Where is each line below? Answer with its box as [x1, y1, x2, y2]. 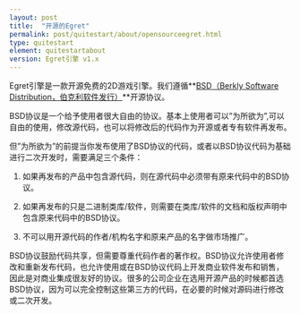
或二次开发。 [9, 295, 56, 305]
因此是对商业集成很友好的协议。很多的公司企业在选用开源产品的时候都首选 [9, 273, 284, 283]
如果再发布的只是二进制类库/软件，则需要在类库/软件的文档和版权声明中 [21, 201, 287, 211]
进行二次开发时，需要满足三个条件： [9, 152, 143, 162]
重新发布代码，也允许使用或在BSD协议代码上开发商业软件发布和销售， [24, 261, 285, 272]
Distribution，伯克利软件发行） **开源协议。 [9, 91, 170, 102]
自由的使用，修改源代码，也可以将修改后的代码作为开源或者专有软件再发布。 [9, 122, 292, 132]
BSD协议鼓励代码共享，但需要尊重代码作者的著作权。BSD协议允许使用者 [9, 250, 277, 260]
